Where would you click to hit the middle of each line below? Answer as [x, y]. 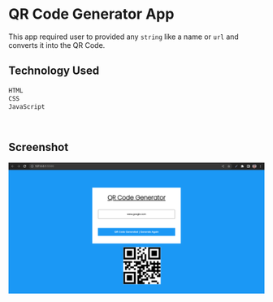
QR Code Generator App [91, 14]
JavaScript [27, 106]
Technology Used [54, 71]
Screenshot [39, 147]
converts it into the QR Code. [57, 45]
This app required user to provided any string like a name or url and [124, 37]
